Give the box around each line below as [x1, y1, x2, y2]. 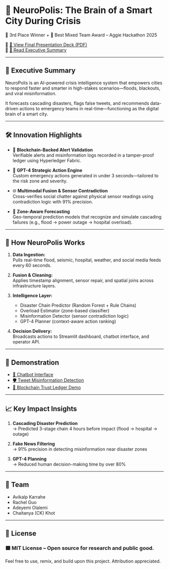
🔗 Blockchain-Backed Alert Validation [12, 147, 93, 153]
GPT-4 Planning [12, 456, 47, 462]
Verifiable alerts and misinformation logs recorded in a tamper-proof [12, 152, 154, 158]
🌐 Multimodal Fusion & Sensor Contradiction [12, 187, 108, 193]
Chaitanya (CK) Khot [12, 510, 55, 516]
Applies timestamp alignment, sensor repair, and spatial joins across [12, 277, 154, 283]
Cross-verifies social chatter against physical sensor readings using [12, 193, 153, 199]
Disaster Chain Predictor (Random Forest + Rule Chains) [20, 302, 137, 309]
